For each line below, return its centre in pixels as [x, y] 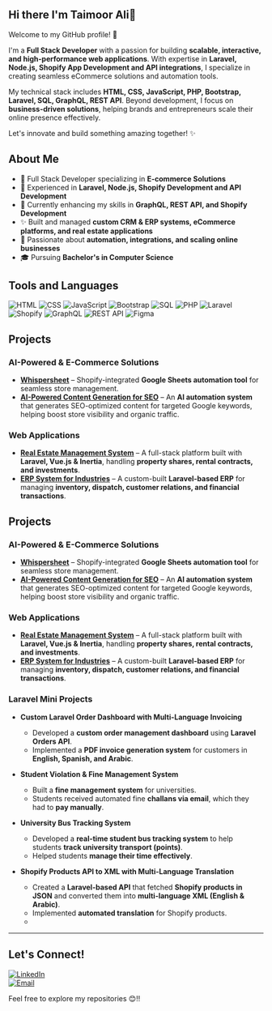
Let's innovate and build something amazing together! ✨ [102, 133]
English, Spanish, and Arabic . [83, 758]
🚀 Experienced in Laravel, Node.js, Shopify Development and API [130, 187]
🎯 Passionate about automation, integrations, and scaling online [129, 239]
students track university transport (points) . [108, 847]
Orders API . [52, 741]
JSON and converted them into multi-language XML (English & [138, 895]
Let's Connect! [47, 955]
